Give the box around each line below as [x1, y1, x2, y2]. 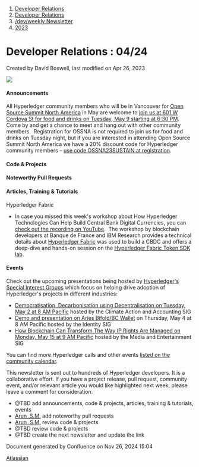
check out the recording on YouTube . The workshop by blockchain [14, 225, 179, 232]
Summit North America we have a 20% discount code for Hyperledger [6, 141, 178, 148]
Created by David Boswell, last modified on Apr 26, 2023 [6, 64, 146, 71]
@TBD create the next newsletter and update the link [14, 431, 144, 438]
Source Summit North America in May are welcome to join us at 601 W [6, 109, 178, 116]
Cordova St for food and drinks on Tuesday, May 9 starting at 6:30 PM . [6, 116, 180, 123]
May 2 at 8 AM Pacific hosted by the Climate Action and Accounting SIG [14, 308, 191, 315]
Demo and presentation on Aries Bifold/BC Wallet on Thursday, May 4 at [14, 314, 192, 321]
